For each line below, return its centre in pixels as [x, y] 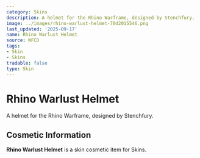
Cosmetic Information [49, 135]
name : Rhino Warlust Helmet [42, 35]
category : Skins [27, 12]
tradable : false [27, 63]
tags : [13, 46]
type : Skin [20, 69]
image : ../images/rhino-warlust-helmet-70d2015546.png [77, 23]
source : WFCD [23, 40]
